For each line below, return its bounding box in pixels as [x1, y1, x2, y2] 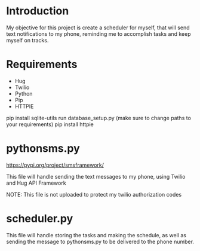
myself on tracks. [6, 36, 49, 44]
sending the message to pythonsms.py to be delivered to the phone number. [6, 238, 194, 245]
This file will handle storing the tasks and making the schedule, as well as [6, 231, 187, 238]
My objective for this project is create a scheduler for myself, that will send [6, 24, 190, 31]
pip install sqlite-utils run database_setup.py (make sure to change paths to [6, 114, 191, 121]
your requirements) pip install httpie [6, 121, 94, 128]
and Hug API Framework [6, 179, 67, 186]
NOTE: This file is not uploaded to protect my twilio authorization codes [6, 191, 182, 198]
